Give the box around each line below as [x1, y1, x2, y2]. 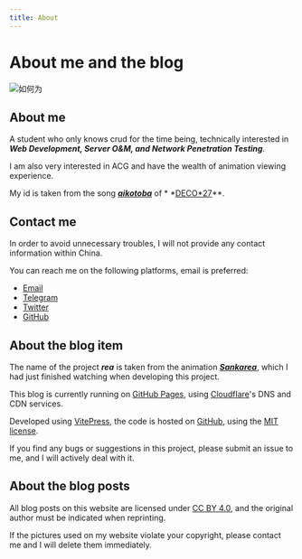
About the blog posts [9, 479, 131, 494]
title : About [9, 13, 59, 23]
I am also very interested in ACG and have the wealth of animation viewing [9, 161, 287, 172]
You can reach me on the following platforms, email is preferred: [9, 266, 249, 276]
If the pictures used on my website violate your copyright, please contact [9, 529, 282, 540]
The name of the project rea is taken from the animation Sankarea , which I [9, 362, 288, 372]
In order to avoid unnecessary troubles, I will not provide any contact [9, 238, 266, 249]
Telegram [22, 293, 59, 303]
